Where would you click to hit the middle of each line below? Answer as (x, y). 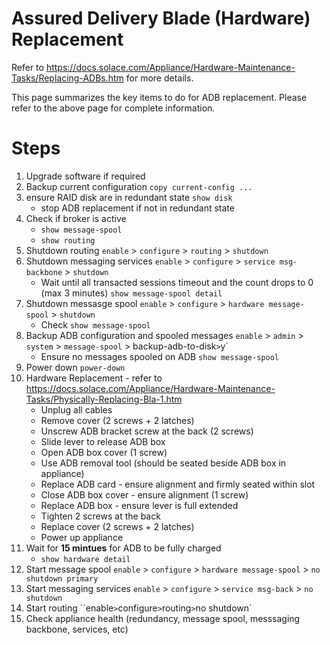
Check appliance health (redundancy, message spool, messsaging (163, 618)
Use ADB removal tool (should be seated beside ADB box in (163, 463)
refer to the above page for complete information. (113, 108)
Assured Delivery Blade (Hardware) (161, 18)
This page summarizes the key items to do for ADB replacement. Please (159, 97)
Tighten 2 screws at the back (100, 516)
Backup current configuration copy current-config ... (139, 186)
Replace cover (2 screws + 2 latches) (117, 526)
